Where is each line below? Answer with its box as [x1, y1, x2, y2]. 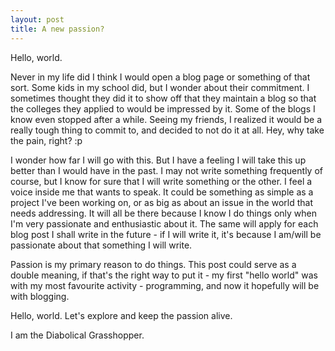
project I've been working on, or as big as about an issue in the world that [10, 196, 313, 208]
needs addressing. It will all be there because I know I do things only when [10, 207, 317, 219]
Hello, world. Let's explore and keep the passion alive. [10, 309, 233, 321]
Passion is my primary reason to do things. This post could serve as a [10, 258, 297, 270]
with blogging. [10, 290, 70, 302]
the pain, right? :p [10, 134, 83, 146]
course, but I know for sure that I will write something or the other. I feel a [10, 175, 313, 187]
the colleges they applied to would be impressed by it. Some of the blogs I [10, 102, 316, 115]
